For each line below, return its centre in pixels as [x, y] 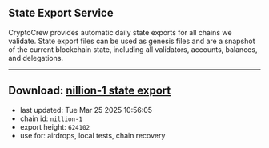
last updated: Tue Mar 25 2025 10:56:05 [86, 110]
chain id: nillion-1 [51, 118]
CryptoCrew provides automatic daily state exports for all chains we [120, 32]
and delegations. [36, 58]
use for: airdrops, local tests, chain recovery [92, 135]
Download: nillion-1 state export [90, 91]
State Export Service [61, 13]
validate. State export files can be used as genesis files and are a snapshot [132, 41]
